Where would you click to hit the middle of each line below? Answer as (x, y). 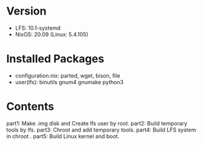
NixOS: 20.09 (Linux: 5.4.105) (52, 34)
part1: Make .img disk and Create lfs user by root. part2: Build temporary (97, 123)
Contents (30, 107)
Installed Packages (55, 59)
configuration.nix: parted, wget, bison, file (68, 75)
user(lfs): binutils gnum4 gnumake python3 (69, 82)
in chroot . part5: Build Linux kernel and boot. (63, 136)
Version (26, 11)
